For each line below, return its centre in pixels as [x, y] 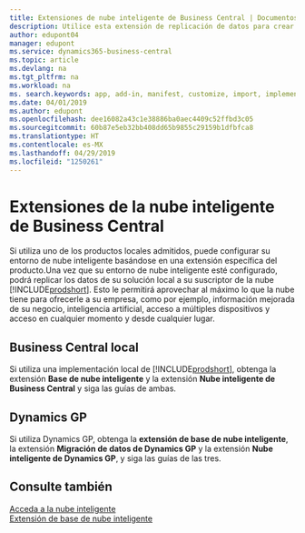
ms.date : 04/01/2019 [49, 102]
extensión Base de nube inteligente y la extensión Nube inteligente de [142, 379]
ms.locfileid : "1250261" [56, 161]
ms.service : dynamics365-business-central [91, 52]
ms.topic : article [44, 60]
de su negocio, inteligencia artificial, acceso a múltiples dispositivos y [140, 309]
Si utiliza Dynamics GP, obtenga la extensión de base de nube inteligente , [149, 439]
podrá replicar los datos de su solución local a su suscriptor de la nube [142, 280]
